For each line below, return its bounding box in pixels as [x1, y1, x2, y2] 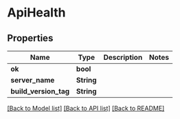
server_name [10, 76, 55, 85]
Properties [7, 32, 54, 44]
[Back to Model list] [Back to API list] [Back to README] [7, 105, 165, 112]
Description [103, 53, 143, 62]
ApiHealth [7, 5, 67, 21]
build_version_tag [10, 87, 70, 96]
